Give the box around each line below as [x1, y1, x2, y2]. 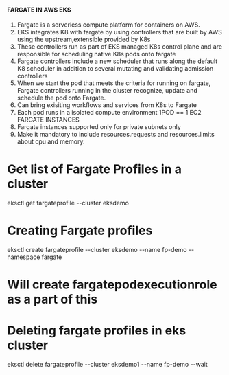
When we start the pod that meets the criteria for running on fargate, [16, 79, 211, 87]
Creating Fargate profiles [7, 223, 153, 238]
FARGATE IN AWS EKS [7, 5, 71, 14]
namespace [7, 253, 40, 261]
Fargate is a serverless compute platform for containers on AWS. [16, 21, 200, 29]
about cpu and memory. [16, 137, 85, 146]
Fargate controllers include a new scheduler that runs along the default [16, 57, 218, 65]
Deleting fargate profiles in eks [7, 323, 186, 339]
